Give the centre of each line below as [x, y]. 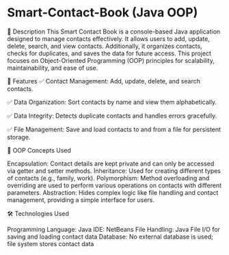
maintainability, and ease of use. [53, 68]
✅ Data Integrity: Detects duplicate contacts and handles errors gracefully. [112, 116]
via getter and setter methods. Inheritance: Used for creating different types [114, 171]
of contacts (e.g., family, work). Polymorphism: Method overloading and [108, 178]
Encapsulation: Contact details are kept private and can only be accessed [111, 163]
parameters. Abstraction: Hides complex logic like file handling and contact [113, 192]
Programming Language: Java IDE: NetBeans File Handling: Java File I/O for [114, 229]
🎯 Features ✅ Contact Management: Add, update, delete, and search [104, 81]
